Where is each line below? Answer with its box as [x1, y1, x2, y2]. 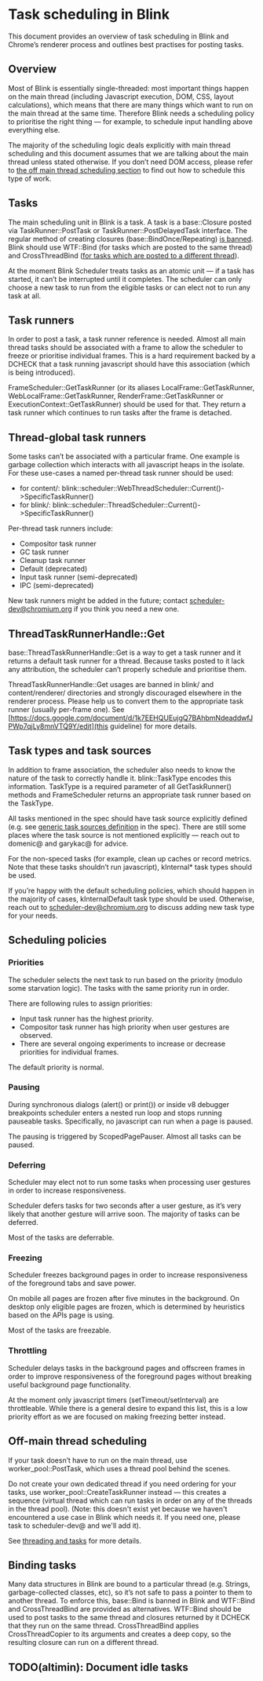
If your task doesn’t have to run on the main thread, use [8, 1455, 188, 1465]
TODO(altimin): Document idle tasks [8, 1661, 188, 1674]
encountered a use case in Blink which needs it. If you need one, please [8, 1512, 241, 1522]
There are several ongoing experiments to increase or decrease [19, 1039, 226, 1048]
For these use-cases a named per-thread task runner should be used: [8, 469, 234, 478]
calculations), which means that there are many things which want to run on [8, 100, 254, 109]
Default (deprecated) [19, 564, 88, 574]
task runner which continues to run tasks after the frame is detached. [8, 408, 232, 418]
